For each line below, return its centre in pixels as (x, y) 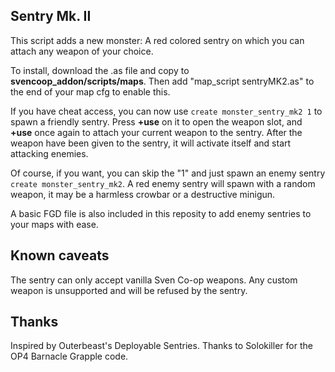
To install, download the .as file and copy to (100, 70)
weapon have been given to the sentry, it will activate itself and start (151, 143)
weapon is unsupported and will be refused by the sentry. (129, 290)
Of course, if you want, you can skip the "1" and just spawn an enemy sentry (168, 173)
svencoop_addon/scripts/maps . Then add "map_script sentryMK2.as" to (162, 81)
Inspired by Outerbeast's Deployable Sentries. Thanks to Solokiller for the (161, 346)
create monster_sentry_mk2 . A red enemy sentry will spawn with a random (163, 183)
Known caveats (60, 255)
